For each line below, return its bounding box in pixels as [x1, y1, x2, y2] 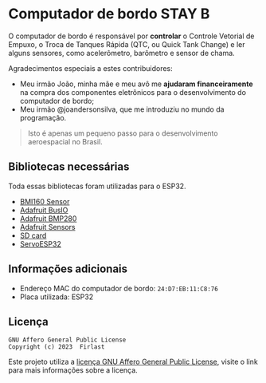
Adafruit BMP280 [19, 213, 77, 223]
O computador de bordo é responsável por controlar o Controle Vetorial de [8, 31, 255, 41]
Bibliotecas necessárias [8, 160, 130, 174]
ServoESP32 [19, 239, 61, 248]
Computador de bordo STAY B [8, 5, 210, 23]
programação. [19, 113, 67, 122]
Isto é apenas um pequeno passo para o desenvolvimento [27, 128, 218, 138]
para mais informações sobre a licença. [8, 365, 138, 375]
